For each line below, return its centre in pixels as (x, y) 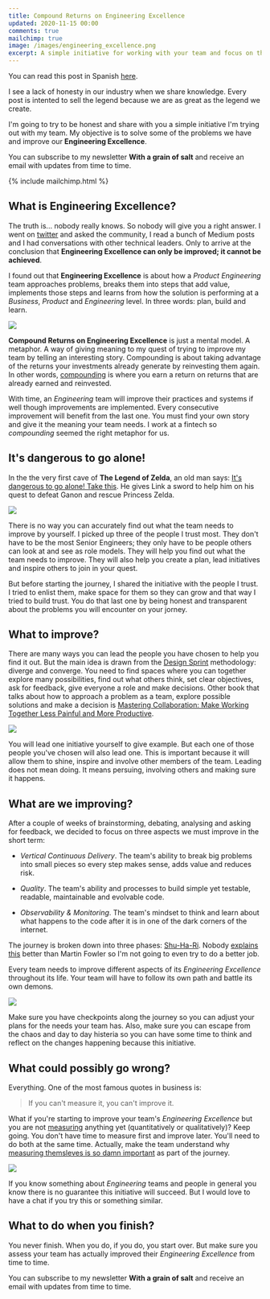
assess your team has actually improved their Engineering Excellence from (132, 1254)
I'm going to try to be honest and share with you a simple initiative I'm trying (134, 124)
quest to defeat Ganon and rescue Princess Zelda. (92, 495)
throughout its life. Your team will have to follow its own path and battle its (131, 978)
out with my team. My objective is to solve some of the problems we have (130, 133)
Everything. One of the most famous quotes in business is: (105, 1087)
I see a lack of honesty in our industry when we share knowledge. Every (127, 92)
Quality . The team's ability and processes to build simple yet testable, (135, 889)
